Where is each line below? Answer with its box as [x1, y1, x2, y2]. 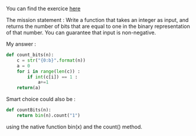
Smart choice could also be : [6, 96, 76, 103]
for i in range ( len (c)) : [17, 68, 81, 75]
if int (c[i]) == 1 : [27, 74, 78, 80]
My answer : [6, 41, 37, 47]
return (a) [17, 85, 41, 91]
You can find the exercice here [6, 5, 81, 12]
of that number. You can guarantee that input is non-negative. [6, 29, 156, 36]
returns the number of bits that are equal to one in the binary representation [6, 23, 190, 30]
